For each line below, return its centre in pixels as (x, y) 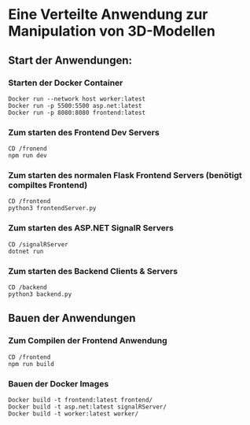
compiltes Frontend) (48, 185)
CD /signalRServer (38, 244)
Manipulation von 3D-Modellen (112, 31)
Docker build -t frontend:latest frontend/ (81, 400)
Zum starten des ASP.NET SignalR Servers (91, 228)
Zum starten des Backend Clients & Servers (93, 271)
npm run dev (28, 156)
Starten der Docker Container (66, 83)
